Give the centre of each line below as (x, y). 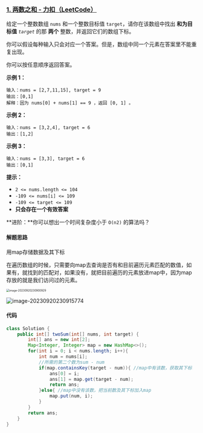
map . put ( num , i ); (71, 396)
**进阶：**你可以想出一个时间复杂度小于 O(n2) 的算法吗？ (78, 222)
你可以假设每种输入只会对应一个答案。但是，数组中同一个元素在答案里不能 (99, 44)
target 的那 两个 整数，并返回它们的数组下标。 (76, 31)
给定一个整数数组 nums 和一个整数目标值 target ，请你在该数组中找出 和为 (97, 24)
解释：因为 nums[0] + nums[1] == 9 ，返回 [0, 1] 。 (70, 103)
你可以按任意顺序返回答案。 (41, 65)
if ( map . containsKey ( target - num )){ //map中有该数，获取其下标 (115, 368)
